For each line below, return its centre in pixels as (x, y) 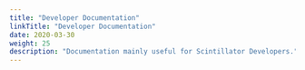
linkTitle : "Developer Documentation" (83, 26)
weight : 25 (30, 43)
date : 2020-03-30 (42, 35)
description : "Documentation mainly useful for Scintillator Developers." (154, 52)
